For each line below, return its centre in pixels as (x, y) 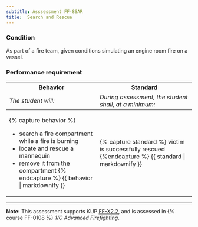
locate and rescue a (46, 148)
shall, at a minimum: (128, 105)
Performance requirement (44, 72)
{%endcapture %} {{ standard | (143, 157)
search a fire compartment (56, 134)
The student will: (32, 101)
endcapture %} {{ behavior (56, 178)
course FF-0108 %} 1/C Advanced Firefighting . (63, 218)
